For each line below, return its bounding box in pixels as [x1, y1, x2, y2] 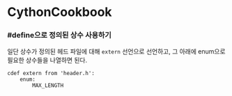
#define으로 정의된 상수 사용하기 [7, 31, 111, 40]
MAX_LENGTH [32, 82, 64, 89]
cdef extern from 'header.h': [7, 70, 95, 77]
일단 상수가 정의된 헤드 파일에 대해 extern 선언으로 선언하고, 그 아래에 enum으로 [7, 47, 226, 56]
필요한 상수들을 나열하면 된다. [7, 56, 88, 65]
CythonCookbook [7, 4, 113, 20]
